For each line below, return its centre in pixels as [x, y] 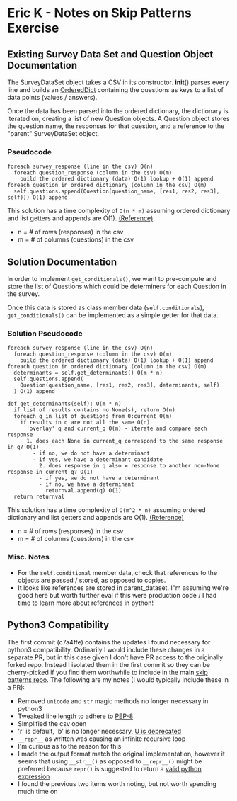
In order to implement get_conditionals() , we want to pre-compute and [112, 279]
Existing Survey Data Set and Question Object [110, 54]
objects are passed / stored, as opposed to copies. [92, 580]
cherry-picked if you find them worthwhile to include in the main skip [108, 672]
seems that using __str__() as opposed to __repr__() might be [110, 761]
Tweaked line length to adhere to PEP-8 [75, 716]
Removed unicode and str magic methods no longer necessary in [113, 701]
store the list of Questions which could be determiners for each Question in [117, 286]
